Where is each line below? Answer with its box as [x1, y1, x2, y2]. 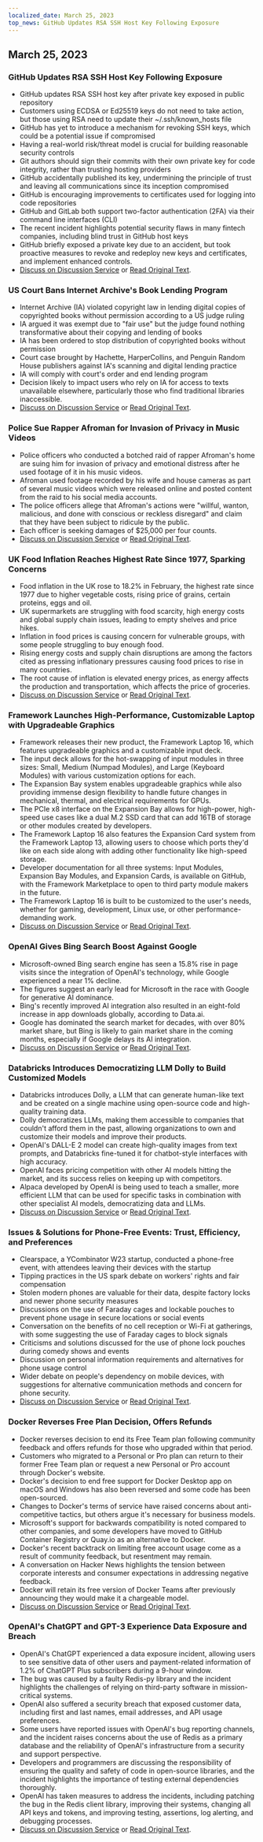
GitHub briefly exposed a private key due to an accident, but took [19, 240, 232, 250]
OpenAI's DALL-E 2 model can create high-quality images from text [19, 1140, 238, 1149]
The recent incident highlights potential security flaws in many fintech [19, 224, 246, 233]
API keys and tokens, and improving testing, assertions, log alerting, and [19, 1807, 254, 1817]
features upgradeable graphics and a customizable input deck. [19, 745, 223, 756]
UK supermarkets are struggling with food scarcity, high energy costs [19, 607, 245, 616]
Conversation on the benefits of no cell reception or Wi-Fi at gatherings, [19, 1322, 253, 1331]
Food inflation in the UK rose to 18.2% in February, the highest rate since [19, 582, 254, 591]
